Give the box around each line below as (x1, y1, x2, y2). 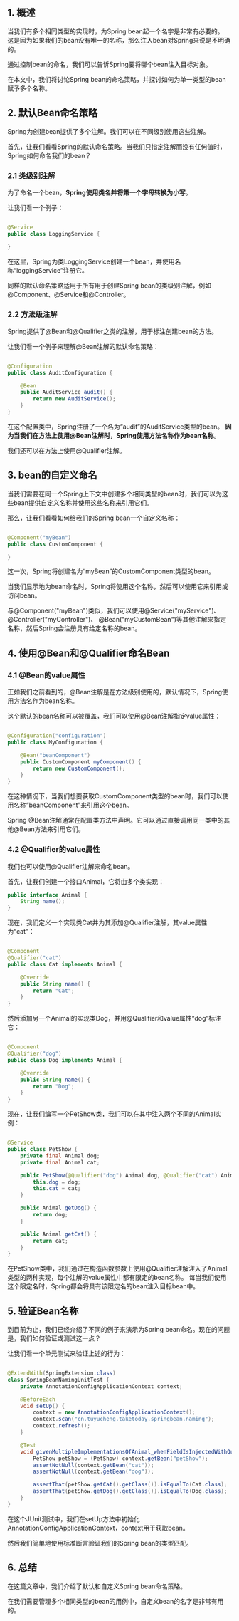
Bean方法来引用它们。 (19, 825, 85, 833)
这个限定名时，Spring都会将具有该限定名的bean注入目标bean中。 (7, 1282, 200, 1291)
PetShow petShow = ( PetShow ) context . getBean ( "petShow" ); (33, 1455, 208, 1462)
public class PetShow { (7, 1146, 78, 1153)
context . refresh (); (33, 1422, 91, 1429)
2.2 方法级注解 (7, 309, 58, 319)
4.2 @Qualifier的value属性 (7, 845, 101, 855)
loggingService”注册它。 (16, 266, 89, 274)
